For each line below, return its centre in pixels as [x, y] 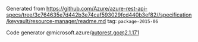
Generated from [26, 9]
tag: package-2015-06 [133, 21]
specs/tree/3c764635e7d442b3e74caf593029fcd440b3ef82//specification [99, 15]
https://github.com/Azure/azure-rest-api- [97, 9]
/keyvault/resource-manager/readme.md [56, 21]
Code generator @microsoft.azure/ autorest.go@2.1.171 [73, 33]
